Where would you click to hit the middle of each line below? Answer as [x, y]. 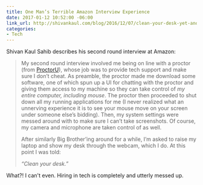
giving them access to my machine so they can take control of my [103, 89]
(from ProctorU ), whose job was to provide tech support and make [104, 70]
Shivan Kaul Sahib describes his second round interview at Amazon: [91, 51]
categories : [21, 29]
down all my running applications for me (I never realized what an [102, 102]
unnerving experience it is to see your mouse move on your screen [105, 108]
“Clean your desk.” [45, 164]
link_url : [19, 23]
